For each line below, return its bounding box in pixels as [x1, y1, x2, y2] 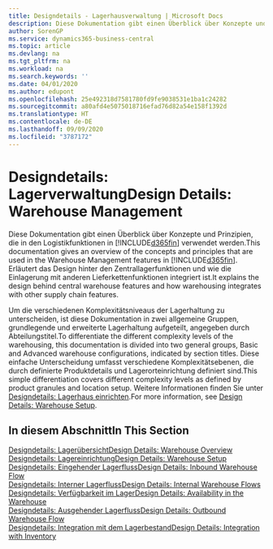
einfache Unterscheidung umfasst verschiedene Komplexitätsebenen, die [8, 357, 254, 366]
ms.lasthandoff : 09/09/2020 [8, 125, 104, 133]
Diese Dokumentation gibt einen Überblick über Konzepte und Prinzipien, [8, 229, 253, 239]
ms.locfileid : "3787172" [8, 132, 93, 140]
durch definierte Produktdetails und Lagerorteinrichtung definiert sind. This [8, 365, 258, 375]
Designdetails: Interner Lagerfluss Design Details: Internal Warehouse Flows [8, 480, 262, 490]
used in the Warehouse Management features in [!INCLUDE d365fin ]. [8, 255, 238, 265]
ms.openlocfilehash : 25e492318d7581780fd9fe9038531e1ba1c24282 [8, 95, 227, 103]
